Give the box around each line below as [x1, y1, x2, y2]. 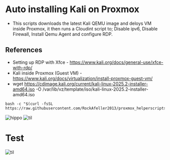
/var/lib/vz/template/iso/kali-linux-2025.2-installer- [42, 86, 149, 92]
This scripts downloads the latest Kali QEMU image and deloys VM [12, 20, 152, 26]
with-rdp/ [12, 64, 33, 70]
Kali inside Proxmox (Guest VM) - [12, 70, 82, 76]
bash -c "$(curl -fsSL [5, 101, 53, 106]
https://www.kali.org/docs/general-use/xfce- [69, 59, 163, 65]
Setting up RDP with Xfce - [12, 59, 69, 65]
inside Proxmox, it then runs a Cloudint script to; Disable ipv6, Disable [12, 25, 158, 31]
